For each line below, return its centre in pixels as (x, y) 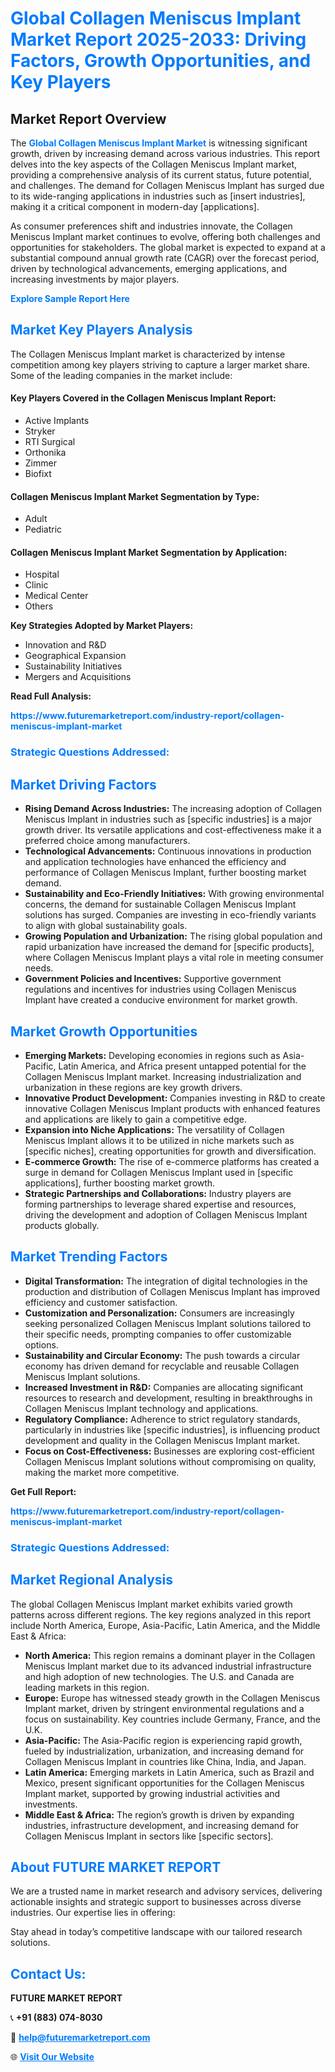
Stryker (40, 431)
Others (39, 606)
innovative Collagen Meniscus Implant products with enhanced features (172, 1108)
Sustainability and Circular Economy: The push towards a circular (162, 1355)
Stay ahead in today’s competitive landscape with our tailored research (156, 1932)
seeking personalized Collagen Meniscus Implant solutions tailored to (168, 1323)
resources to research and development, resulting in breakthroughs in (168, 1398)
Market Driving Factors (83, 784)
